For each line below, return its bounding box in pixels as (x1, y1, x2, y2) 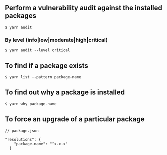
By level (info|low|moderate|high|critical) (5, 36, 108, 43)
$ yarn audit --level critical (5, 48, 70, 53)
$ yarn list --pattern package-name (5, 74, 81, 79)
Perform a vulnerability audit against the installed (5, 4, 162, 12)
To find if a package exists (5, 61, 89, 70)
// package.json (5, 128, 39, 133)
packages (5, 12, 36, 20)
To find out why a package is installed (5, 88, 125, 97)
